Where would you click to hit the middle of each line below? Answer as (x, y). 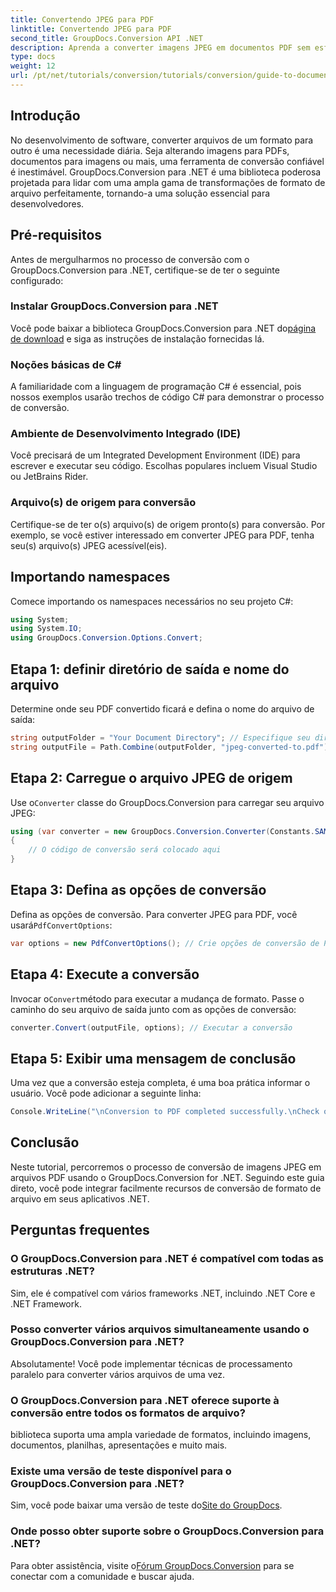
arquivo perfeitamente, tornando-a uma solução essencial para (140, 193)
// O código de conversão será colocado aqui (125, 850)
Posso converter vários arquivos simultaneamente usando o (160, 1329)
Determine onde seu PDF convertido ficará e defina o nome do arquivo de (162, 708)
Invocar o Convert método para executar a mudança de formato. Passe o (157, 998)
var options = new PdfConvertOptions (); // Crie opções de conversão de (165, 943)
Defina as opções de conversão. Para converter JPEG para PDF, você (154, 914)
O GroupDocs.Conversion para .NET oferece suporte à (145, 1400)
